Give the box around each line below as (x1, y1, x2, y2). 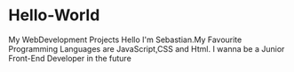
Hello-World (8, 5, 100, 25)
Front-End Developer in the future (8, 53, 132, 63)
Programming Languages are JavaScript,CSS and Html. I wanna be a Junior (8, 43, 285, 54)
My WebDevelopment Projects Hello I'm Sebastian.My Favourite (8, 34, 242, 45)
